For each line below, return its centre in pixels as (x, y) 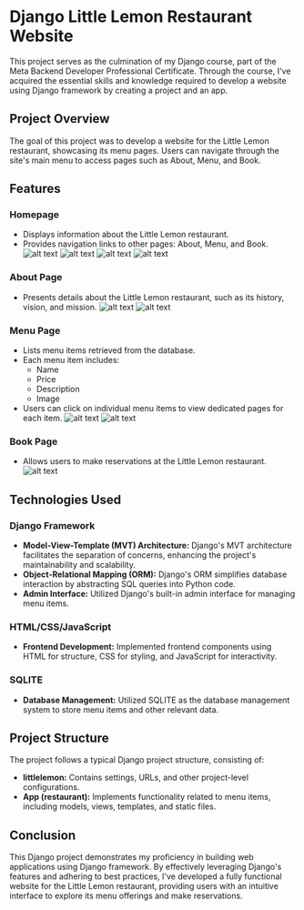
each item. (42, 418)
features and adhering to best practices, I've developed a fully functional (146, 876)
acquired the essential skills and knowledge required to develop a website (148, 80)
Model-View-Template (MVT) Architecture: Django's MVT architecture (157, 546)
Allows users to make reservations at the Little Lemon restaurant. (144, 461)
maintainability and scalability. (79, 565)
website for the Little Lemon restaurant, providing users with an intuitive (144, 886)
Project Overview (60, 119)
